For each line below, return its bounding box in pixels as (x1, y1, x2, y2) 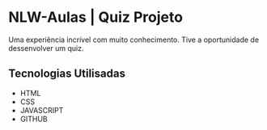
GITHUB (19, 114, 49, 124)
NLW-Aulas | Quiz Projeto (8, 8, 184, 27)
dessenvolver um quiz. (8, 43, 84, 52)
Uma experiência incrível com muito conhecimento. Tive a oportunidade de (8, 35, 260, 44)
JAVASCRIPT (19, 105, 64, 115)
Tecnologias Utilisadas (8, 67, 125, 81)
